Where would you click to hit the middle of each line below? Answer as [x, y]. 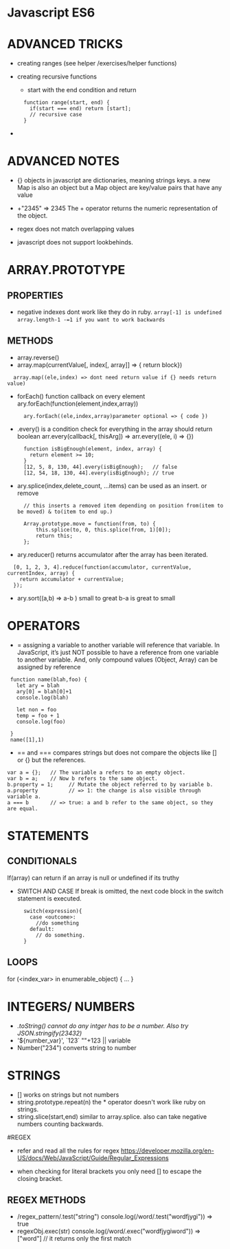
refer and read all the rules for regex [68, 1151]
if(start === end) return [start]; [81, 109]
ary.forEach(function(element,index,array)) [78, 403]
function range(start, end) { [67, 103]
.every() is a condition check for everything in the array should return [115, 429]
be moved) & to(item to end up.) [65, 512]
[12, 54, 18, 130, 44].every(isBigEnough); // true [99, 473]
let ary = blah [38, 685]
